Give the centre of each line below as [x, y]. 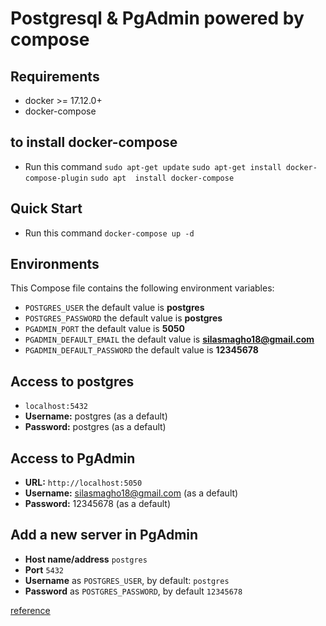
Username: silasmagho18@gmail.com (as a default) [131, 493]
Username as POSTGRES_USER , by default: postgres [127, 580]
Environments [55, 264]
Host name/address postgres [86, 559]
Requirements [55, 76]
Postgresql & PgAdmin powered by [157, 18]
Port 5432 [44, 569]
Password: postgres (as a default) [95, 427]
